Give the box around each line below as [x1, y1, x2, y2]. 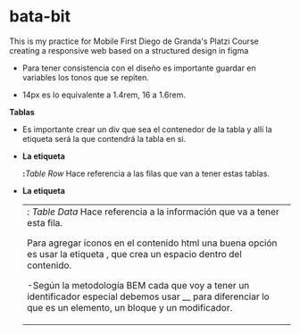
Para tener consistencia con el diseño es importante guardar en [21, 63, 256, 73]
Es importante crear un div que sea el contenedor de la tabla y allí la [21, 123, 272, 135]
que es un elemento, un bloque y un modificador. [26, 301, 233, 313]
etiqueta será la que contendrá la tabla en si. [21, 133, 186, 144]
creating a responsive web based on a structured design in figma [9, 45, 249, 55]
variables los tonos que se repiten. [21, 71, 150, 82]
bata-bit [9, 6, 71, 27]
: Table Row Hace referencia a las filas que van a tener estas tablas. [21, 168, 271, 179]
